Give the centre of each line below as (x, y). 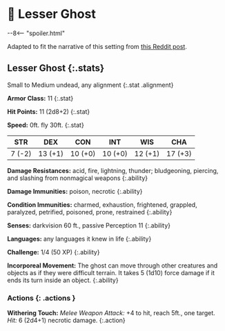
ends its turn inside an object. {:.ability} (63, 280)
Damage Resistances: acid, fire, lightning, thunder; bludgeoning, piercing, (113, 170)
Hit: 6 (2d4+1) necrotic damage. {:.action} (66, 321)
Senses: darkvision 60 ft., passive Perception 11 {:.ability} (89, 225)
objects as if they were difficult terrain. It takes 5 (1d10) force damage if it (111, 272)
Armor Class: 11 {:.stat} (40, 98)
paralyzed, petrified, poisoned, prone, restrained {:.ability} (90, 212)
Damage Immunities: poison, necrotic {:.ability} (75, 191)
